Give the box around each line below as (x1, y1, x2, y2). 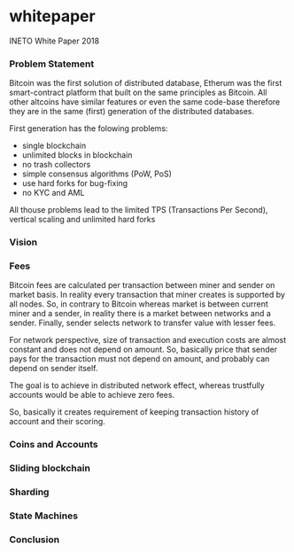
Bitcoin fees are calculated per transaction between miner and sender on (9, 280, 275, 291)
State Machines (9, 509, 78, 522)
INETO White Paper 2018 (9, 35, 100, 46)
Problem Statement (9, 58, 95, 70)
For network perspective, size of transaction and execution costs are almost (9, 335, 287, 346)
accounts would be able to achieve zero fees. (9, 390, 175, 400)
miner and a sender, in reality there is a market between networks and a (9, 308, 272, 319)
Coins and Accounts (9, 439, 99, 451)
